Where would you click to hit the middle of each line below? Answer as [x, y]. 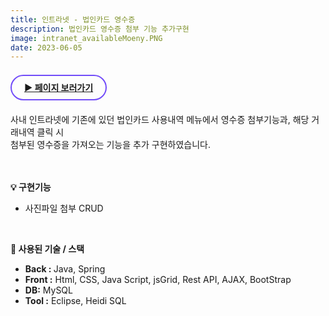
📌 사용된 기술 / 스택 [47, 249]
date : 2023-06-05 [46, 47]
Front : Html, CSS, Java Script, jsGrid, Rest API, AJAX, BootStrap [158, 280]
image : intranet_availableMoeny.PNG [86, 38]
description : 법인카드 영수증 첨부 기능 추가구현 [100, 29]
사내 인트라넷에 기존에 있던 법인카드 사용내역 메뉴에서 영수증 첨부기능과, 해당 [160, 120]
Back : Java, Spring [65, 269]
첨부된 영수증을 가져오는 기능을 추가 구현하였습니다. [110, 145]
